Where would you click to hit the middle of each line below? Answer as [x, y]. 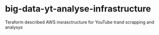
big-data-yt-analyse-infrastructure [78, 9]
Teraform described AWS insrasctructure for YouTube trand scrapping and [80, 22]
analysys [14, 27]
